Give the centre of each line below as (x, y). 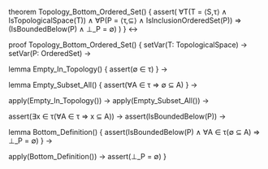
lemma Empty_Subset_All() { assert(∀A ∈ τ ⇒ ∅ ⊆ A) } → (103, 85)
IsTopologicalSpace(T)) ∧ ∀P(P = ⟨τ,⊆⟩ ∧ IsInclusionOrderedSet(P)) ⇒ (125, 20)
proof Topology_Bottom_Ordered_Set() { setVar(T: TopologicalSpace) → (128, 45)
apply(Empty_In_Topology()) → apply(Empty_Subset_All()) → (109, 100)
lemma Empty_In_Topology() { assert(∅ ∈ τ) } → (88, 69)
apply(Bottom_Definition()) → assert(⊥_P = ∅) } (87, 156)
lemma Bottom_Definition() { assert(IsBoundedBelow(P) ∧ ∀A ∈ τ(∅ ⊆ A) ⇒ (134, 132)
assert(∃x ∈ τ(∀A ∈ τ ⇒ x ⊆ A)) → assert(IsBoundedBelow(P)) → (117, 116)
